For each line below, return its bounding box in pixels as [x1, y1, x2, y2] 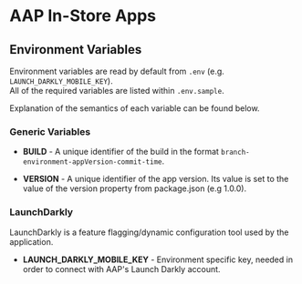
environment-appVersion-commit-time [22, 157, 162, 167]
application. [9, 236, 54, 247]
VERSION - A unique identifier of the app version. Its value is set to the [22, 174, 289, 185]
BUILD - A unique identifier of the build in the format [22, 147, 219, 157]
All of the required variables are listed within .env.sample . [9, 86, 225, 96]
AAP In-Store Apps [9, 5, 157, 26]
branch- [220, 147, 250, 157]
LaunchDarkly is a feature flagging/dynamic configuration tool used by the [9, 227, 289, 238]
